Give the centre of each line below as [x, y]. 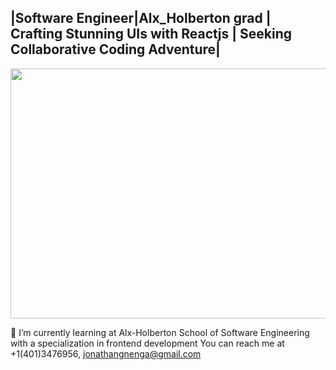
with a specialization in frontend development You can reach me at [147, 343]
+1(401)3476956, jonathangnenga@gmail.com [106, 353]
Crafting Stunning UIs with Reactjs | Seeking [151, 34]
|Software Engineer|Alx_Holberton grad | [141, 18]
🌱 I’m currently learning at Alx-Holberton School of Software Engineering [160, 332]
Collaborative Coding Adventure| [115, 49]
